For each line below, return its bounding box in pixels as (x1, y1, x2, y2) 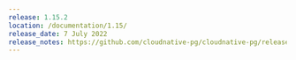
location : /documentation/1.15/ (8, 21, 127, 30)
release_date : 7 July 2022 (8, 29, 108, 38)
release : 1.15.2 (8, 12, 68, 22)
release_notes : (8, 37, 65, 47)
